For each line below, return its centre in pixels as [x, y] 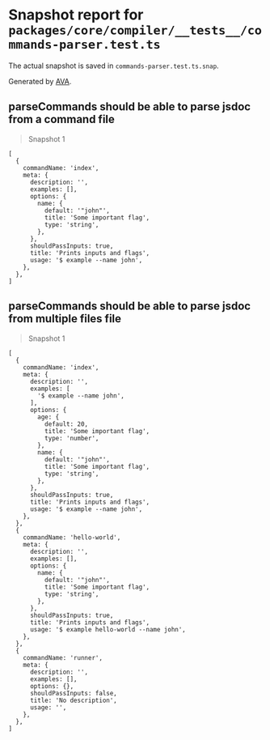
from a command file [62, 119]
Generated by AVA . [40, 81]
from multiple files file [65, 319]
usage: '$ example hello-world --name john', [108, 629]
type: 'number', [72, 438]
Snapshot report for [76, 15]
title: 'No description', [73, 700]
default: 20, [66, 424]
